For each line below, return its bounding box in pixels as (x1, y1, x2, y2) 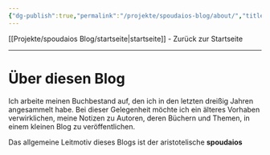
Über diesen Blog (8, 69, 126, 88)
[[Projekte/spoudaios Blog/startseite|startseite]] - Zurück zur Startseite (8, 34, 243, 43)
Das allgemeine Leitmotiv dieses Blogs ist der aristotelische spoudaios (8, 137, 243, 147)
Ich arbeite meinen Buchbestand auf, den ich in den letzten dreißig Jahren (8, 96, 254, 105)
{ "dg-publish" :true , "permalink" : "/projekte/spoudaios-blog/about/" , (8, 11, 243, 20)
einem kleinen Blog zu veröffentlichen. (8, 121, 136, 131)
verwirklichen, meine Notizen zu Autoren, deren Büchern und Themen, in (8, 113, 251, 123)
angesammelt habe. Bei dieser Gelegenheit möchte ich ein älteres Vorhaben (8, 104, 260, 114)
